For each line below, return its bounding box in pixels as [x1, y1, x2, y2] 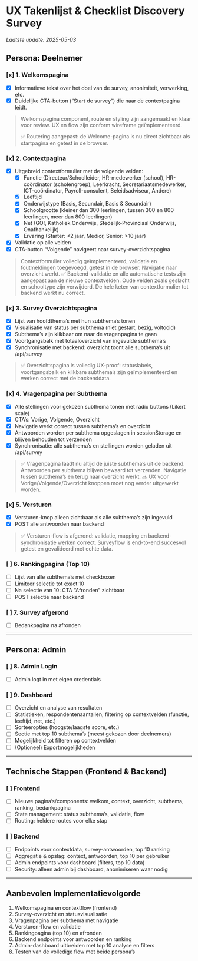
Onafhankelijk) [23, 226, 59, 233]
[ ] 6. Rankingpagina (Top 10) [6, 560, 90, 568]
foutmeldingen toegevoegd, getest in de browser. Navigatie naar [20, 264, 177, 271]
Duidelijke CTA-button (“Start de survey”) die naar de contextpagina [14, 97, 180, 104]
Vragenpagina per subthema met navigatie [14, 917, 119, 924]
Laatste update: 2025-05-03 [6, 36, 77, 43]
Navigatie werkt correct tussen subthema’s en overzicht [14, 422, 150, 429]
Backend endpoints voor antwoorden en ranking [14, 935, 132, 943]
